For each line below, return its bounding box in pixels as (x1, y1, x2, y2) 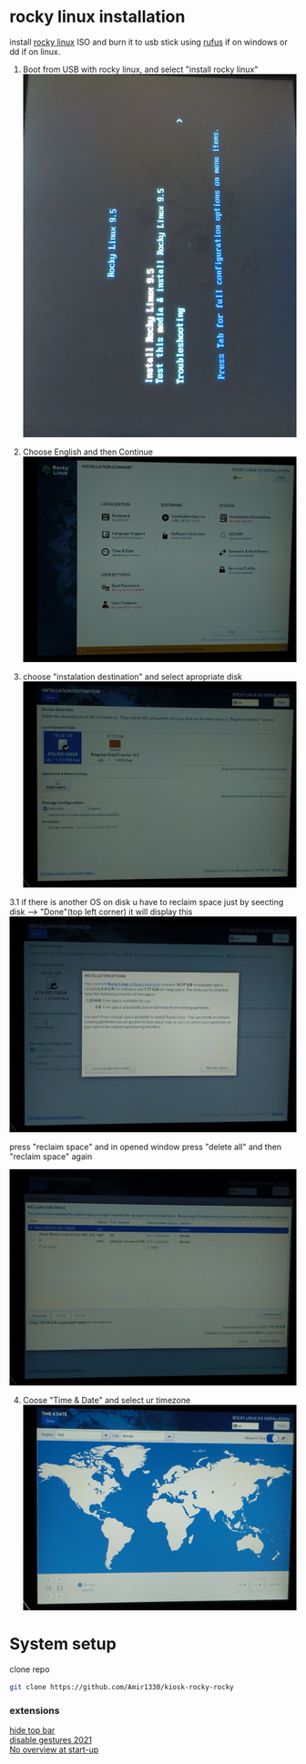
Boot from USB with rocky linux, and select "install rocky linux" (22, 64, 259, 75)
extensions (9, 1705, 60, 1718)
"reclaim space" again (9, 1151, 93, 1162)
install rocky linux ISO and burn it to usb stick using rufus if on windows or (9, 36, 289, 47)
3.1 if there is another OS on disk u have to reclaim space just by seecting (9, 896, 284, 907)
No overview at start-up (9, 1744, 99, 1755)
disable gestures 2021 (9, 1735, 93, 1746)
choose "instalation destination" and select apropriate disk (22, 671, 243, 682)
